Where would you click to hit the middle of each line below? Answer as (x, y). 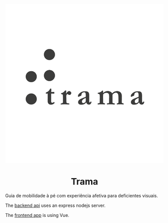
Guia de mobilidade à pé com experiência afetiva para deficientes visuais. (82, 195)
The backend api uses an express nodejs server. (55, 205)
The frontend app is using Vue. (37, 215)
